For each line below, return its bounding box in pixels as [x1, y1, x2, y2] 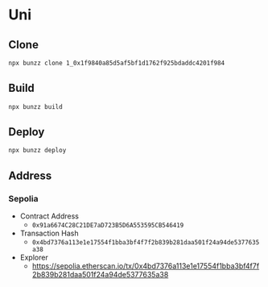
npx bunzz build [8, 102, 63, 110]
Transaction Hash [19, 228, 79, 238]
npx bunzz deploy [8, 147, 67, 155]
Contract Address [19, 211, 79, 221]
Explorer [19, 252, 48, 262]
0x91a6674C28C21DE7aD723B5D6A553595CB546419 [31, 221, 184, 229]
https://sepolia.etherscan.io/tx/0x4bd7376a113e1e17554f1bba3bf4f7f [31, 260, 260, 271]
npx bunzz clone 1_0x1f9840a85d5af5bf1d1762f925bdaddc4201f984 [8, 59, 225, 67]
